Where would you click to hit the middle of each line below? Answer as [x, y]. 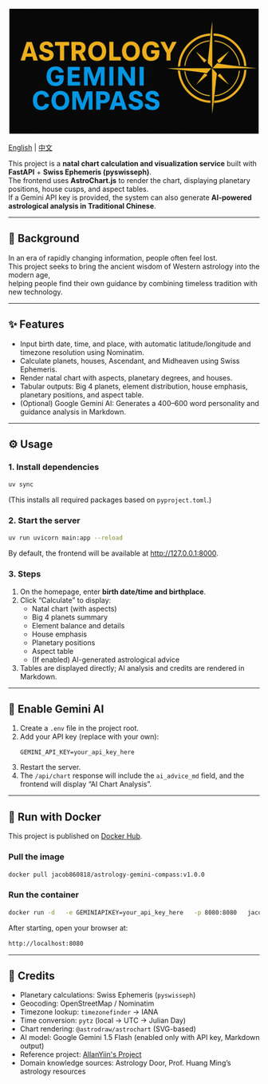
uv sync [21, 484]
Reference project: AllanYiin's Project [81, 1054]
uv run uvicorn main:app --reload [66, 538]
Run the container [44, 895]
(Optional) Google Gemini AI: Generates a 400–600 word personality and [139, 403]
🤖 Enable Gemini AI [56, 709]
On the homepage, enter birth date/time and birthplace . [112, 592]
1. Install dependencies [54, 467]
